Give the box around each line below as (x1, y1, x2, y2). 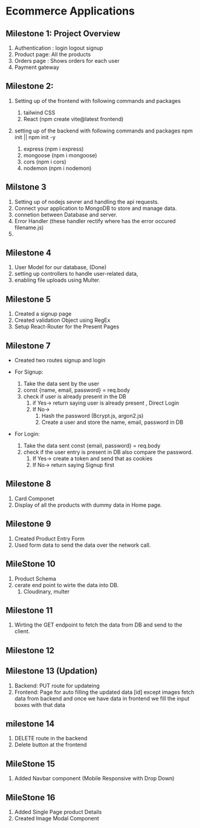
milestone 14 (5, 719, 55, 729)
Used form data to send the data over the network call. (14, 541, 151, 549)
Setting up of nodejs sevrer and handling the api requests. (14, 198, 160, 205)
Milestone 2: (5, 81, 54, 91)
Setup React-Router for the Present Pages (14, 323, 120, 330)
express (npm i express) (23, 145, 84, 152)
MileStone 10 (5, 559, 56, 569)
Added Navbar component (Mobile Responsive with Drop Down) (14, 775, 175, 782)
